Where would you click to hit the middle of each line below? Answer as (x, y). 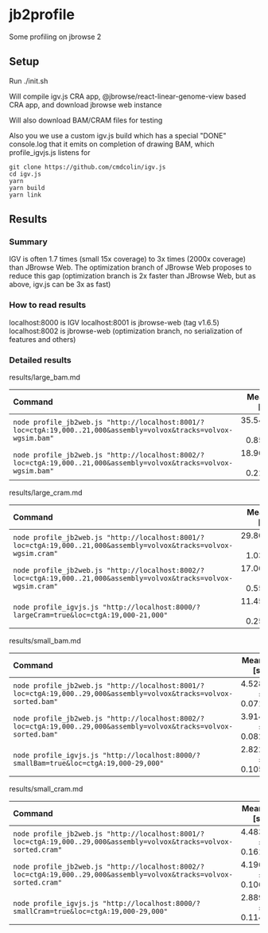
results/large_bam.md (45, 377)
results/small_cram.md (46, 789)
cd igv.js (25, 174)
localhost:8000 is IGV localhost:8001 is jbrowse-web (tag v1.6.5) (114, 322)
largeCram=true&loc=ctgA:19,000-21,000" (90, 615)
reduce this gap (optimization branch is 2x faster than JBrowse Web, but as (133, 276)
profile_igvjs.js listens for (50, 152)
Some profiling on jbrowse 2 (55, 37)
